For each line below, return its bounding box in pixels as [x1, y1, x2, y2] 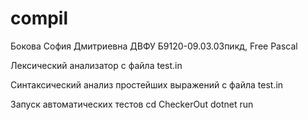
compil [10, 7, 69, 30]
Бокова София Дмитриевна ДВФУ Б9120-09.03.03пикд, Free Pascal [10, 40, 298, 52]
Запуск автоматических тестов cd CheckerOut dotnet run [10, 98, 254, 110]
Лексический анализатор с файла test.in [10, 59, 183, 71]
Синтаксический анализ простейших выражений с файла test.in [10, 78, 284, 91]
